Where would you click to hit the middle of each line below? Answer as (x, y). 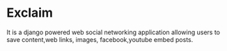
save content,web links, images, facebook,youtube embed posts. (100, 39)
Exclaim (30, 13)
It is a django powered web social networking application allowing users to (113, 32)
